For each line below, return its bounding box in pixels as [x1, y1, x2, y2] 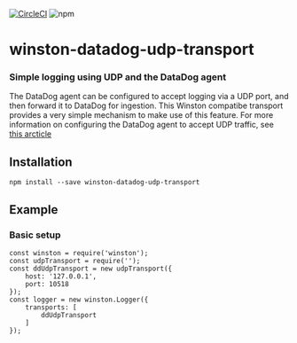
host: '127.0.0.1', [25, 271, 98, 281]
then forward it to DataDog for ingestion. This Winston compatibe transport [9, 100, 284, 111]
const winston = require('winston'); [9, 248, 149, 257]
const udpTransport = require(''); [9, 256, 141, 265]
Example [9, 202, 59, 217]
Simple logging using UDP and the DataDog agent [9, 71, 227, 83]
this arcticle [9, 129, 51, 139]
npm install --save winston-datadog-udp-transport [9, 178, 200, 187]
